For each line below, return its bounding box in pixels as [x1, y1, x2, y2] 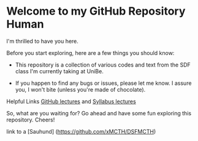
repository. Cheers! [6, 116, 55, 123]
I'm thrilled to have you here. [6, 37, 78, 45]
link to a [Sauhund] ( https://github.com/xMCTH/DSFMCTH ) [6, 128, 156, 135]
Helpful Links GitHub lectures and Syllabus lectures [6, 98, 136, 105]
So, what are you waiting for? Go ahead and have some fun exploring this [6, 109, 192, 117]
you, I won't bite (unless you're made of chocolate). [15, 85, 146, 93]
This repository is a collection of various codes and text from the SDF [15, 61, 191, 68]
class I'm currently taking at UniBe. [15, 67, 104, 74]
